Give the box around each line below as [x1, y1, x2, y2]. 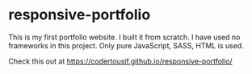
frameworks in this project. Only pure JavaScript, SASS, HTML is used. [8, 40, 244, 50]
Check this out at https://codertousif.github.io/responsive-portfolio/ [8, 56, 233, 66]
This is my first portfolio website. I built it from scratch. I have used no [8, 32, 241, 42]
